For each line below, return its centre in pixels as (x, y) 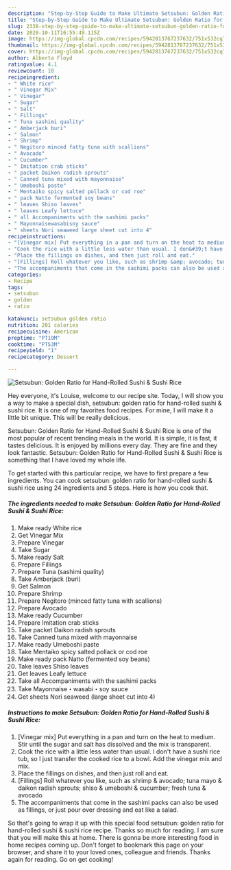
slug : (15, 26)
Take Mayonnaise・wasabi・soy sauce (73, 688)
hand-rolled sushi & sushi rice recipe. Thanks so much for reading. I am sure (115, 830)
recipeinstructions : (37, 236)
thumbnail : (23, 45)
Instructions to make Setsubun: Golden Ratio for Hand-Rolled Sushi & (109, 712)
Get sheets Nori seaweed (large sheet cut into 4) (86, 697)
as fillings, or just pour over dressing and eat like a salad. (98, 810)
